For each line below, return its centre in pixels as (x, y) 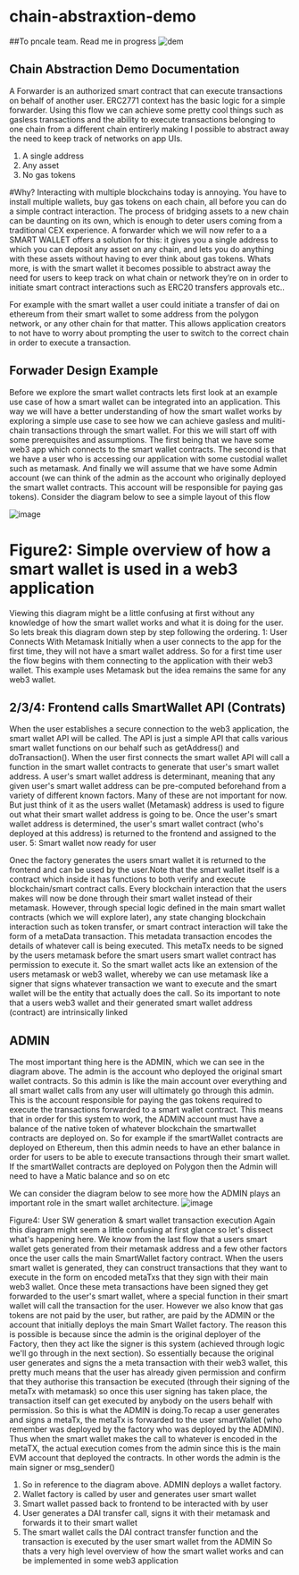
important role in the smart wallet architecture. (95, 1203)
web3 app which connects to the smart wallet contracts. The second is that (148, 449)
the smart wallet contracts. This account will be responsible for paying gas (146, 487)
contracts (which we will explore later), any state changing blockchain (137, 918)
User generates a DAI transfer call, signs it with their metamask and (146, 1513)
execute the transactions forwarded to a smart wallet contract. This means (146, 1110)
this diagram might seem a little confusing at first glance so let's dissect (141, 1230)
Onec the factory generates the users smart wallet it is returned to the (137, 860)
